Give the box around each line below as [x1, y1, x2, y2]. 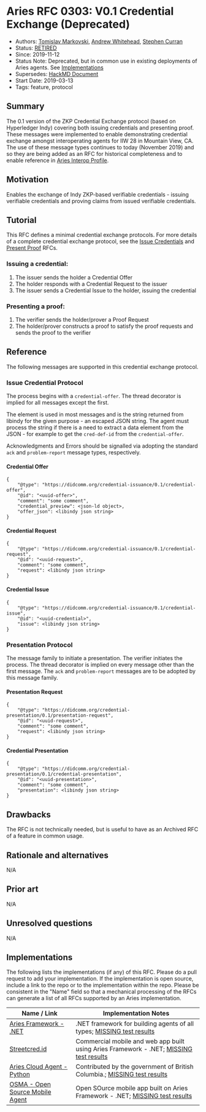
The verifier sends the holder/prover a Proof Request [15, 316, 149, 323]
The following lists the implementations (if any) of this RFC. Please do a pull [6, 968, 197, 976]
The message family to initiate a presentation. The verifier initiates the [6, 654, 183, 661]
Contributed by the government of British [75, 1062, 194, 1071]
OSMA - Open [9, 1080, 51, 1089]
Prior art [6, 884, 39, 895]
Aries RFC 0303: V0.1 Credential [6, 4, 174, 18]
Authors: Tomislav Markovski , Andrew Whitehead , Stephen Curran [15, 37, 183, 45]
